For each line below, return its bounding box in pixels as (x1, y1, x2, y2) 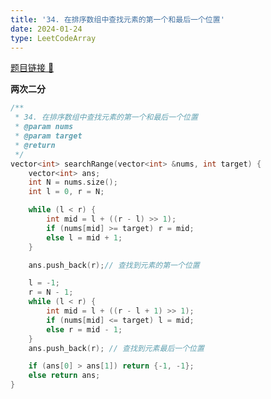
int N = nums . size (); (28, 177, 118, 188)
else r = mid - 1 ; (46, 324, 123, 335)
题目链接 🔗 (10, 62, 55, 74)
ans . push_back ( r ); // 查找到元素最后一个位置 (28, 343, 205, 353)
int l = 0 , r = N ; (28, 187, 105, 197)
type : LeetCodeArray (10, 33, 97, 43)
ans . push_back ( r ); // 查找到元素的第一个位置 (28, 260, 200, 270)
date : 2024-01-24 (10, 24, 83, 34)
